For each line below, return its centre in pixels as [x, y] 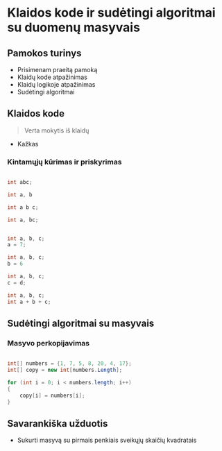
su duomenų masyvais [74, 27]
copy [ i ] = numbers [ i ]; [52, 395]
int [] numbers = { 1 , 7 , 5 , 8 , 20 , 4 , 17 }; [69, 364]
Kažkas [28, 144]
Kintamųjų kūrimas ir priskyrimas [65, 162]
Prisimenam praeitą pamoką [57, 70]
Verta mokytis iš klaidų [57, 130]
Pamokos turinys [44, 53]
